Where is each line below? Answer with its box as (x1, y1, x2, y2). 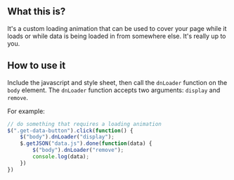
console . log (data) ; (32, 153, 90, 160)
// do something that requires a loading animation (7, 120, 162, 127)
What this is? (7, 6, 66, 18)
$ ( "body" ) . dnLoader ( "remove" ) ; (32, 147, 124, 154)
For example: (7, 107, 46, 115)
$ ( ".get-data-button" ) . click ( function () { (7, 127, 134, 134)
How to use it (7, 60, 66, 72)
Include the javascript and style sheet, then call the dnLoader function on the (7, 78, 228, 86)
